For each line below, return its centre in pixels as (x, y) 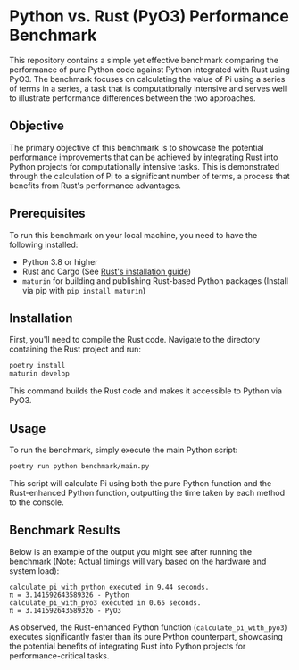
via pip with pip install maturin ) (84, 290)
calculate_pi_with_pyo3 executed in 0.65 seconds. (105, 603)
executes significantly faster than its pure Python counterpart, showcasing (146, 636)
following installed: (44, 244)
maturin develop (39, 374)
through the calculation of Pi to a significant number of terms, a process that (149, 176)
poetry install (37, 366)
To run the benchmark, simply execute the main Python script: (124, 450)
